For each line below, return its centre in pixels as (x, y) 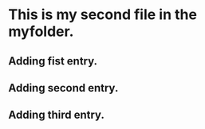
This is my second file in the (103, 15)
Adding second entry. (63, 88)
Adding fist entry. (53, 61)
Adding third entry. (57, 115)
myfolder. (41, 31)
